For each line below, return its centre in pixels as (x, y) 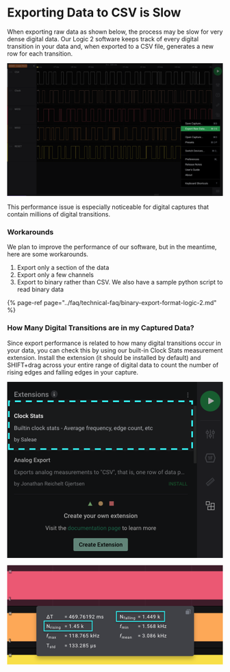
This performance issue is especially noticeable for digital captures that (108, 207)
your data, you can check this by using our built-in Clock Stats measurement (115, 350)
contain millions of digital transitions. (59, 214)
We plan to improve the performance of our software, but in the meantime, (112, 247)
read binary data (40, 289)
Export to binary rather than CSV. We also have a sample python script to (120, 282)
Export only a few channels (55, 275)
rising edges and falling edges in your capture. (73, 372)
